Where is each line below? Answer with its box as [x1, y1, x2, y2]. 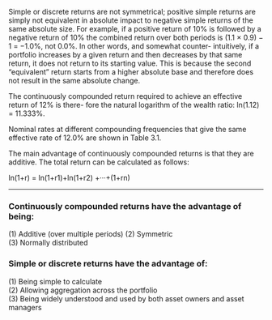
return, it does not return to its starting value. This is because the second [8, 58, 252, 68]
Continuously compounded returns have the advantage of [8, 200, 242, 211]
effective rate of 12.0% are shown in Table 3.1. [8, 133, 162, 143]
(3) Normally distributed [8, 238, 88, 248]
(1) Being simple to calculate [8, 276, 103, 286]
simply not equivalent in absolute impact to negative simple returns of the [8, 15, 253, 25]
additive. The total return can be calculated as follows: [8, 157, 190, 167]
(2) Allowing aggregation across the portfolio [8, 285, 158, 295]
